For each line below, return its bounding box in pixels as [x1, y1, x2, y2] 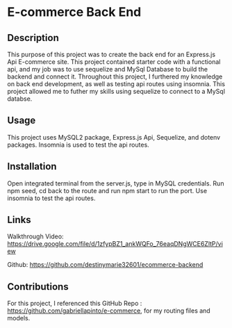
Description [7, 32, 59, 44]
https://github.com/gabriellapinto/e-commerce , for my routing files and [7, 306, 210, 315]
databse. [7, 95, 33, 103]
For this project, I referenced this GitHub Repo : [7, 300, 142, 308]
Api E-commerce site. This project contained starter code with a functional [7, 58, 221, 66]
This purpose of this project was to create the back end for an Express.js [7, 50, 216, 58]
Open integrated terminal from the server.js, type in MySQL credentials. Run [7, 179, 224, 188]
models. [7, 314, 31, 322]
